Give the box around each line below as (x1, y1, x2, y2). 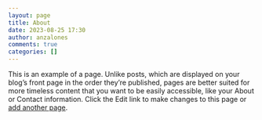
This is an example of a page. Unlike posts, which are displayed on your (8, 70, 240, 78)
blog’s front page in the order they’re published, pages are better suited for (8, 78, 250, 87)
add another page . (8, 103, 68, 112)
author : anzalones (8, 33, 68, 42)
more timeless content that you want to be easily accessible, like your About (8, 86, 255, 95)
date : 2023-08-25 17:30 (8, 26, 86, 34)
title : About (8, 19, 51, 27)
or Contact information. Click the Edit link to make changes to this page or (8, 95, 247, 104)
